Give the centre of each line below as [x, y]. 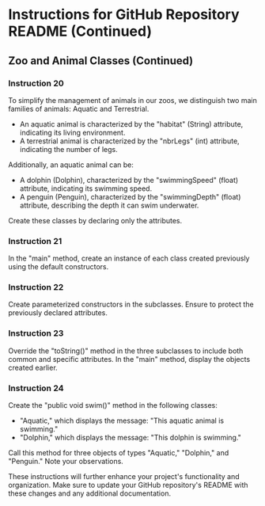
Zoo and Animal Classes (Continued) [101, 61]
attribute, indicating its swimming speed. [86, 188]
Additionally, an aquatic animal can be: [71, 165]
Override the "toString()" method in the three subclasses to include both [126, 351]
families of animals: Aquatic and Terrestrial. [79, 108]
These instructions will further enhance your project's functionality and [124, 477]
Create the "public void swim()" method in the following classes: [113, 405]
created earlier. [33, 367]
